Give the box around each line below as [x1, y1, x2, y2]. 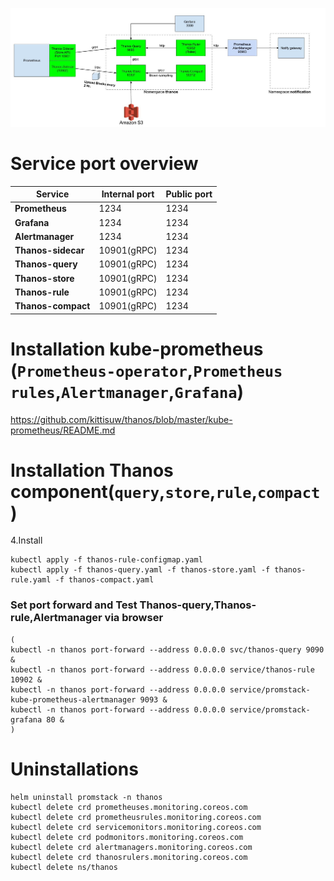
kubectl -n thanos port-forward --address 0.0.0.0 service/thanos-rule [10, 664, 315, 675]
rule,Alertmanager [10, 611, 103, 625]
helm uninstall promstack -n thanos [10, 792, 163, 802]
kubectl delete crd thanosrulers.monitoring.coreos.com [10, 852, 248, 862]
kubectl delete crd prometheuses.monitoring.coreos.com [10, 802, 248, 812]
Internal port [101, 188, 155, 200]
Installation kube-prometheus [10, 338, 264, 360]
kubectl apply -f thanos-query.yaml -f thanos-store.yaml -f [10, 565, 271, 575]
